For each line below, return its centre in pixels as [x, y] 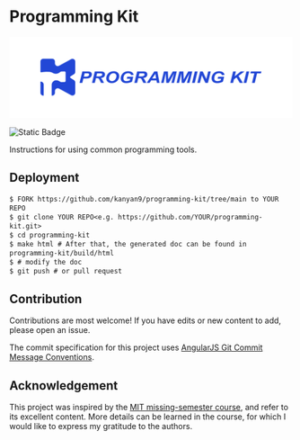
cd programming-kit [54, 236]
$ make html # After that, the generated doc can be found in [128, 245]
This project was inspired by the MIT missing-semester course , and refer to [149, 408]
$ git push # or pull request [66, 272]
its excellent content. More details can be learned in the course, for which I [148, 417]
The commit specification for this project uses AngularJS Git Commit [136, 347]
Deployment [44, 178]
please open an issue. [50, 330]
